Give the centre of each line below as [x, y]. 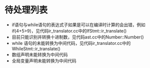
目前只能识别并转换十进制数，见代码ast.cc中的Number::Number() [78, 37]
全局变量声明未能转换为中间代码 [44, 61]
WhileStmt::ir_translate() [36, 49]
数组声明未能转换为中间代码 [40, 54]
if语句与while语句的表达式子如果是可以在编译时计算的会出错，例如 [78, 25]
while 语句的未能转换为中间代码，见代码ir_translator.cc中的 [71, 43]
